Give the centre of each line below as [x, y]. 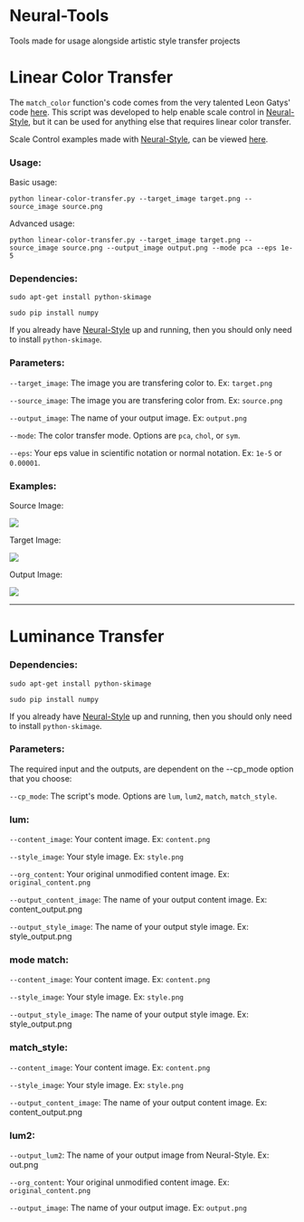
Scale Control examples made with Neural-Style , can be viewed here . [139, 139]
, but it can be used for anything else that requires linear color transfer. [160, 121]
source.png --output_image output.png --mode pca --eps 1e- [178, 248]
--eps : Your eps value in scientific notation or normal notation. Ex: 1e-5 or [146, 452]
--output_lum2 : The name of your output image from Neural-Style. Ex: [139, 1155]
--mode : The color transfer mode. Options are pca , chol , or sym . [125, 435]
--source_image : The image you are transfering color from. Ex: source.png [146, 400]
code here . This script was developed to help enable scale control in [137, 112]
